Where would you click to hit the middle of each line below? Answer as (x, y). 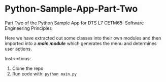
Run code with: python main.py (44, 73)
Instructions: (18, 58)
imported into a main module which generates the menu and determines (81, 43)
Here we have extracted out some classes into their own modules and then (83, 38)
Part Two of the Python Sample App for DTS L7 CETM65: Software (74, 23)
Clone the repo (28, 68)
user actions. (18, 49)
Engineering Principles (28, 28)
